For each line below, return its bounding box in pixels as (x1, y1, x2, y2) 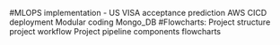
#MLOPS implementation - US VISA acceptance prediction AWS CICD (9, 8, 267, 18)
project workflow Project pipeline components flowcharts (9, 26, 222, 36)
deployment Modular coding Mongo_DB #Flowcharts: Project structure (9, 17, 271, 27)
